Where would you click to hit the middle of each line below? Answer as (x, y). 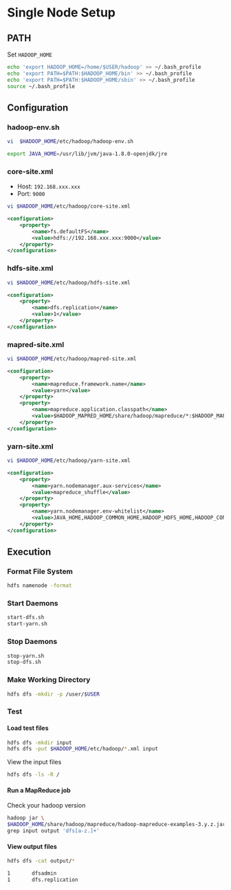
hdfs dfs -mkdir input (40, 743)
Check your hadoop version (46, 805)
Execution (29, 552)
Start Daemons (33, 603)
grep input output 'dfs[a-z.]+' (53, 831)
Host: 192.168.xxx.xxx (48, 186)
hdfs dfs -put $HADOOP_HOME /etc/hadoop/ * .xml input (82, 749)
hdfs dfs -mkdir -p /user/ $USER (53, 694)
